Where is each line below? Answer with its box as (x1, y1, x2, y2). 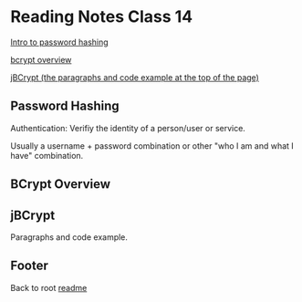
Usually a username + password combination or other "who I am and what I (10, 140, 295, 151)
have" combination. (10, 150, 84, 161)
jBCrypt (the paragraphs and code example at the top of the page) (10, 71, 259, 83)
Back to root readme (10, 282, 88, 293)
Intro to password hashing (10, 36, 109, 47)
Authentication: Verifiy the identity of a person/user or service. (10, 122, 245, 133)
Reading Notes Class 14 (10, 6, 193, 27)
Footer (10, 258, 49, 274)
